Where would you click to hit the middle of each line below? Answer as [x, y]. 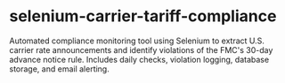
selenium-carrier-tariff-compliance [143, 16]
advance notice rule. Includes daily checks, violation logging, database [139, 59]
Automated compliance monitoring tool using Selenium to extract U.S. [137, 41]
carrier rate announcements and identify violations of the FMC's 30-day [141, 49]
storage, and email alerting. [59, 69]
